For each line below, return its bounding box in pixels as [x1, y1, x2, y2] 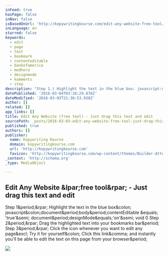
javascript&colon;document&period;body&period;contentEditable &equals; [5, 210, 158, 216]
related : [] [5, 105, 30, 110]
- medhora [9, 68, 30, 73]
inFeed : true [5, 7, 32, 12]
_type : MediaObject [5, 160, 46, 165]
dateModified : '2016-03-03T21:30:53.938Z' [5, 95, 95, 100]
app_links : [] [5, 109, 35, 115]
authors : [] [5, 128, 30, 133]
